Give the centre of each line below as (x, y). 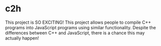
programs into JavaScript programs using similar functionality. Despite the (81, 27)
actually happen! (22, 38)
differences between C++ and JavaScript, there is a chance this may (75, 33)
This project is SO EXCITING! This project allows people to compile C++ (78, 22)
